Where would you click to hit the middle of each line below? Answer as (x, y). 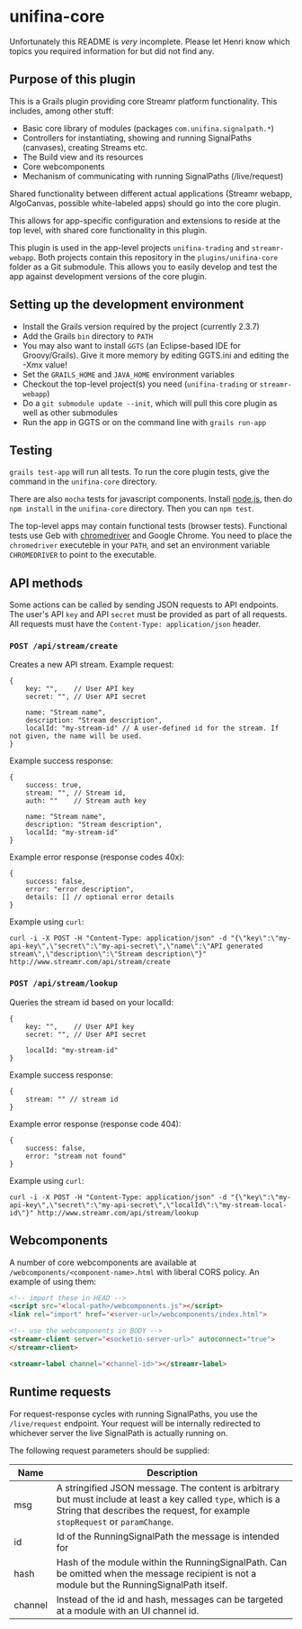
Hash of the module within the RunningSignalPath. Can (172, 1562)
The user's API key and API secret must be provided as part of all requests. (148, 614)
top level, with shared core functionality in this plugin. (108, 230)
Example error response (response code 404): (95, 1124)
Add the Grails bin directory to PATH (88, 336)
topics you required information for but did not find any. (112, 50)
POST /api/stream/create (64, 646)
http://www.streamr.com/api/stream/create (90, 962)
